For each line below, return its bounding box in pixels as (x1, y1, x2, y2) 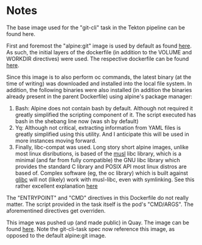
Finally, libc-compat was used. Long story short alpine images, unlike (15, 143, 189, 151)
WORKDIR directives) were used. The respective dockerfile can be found (6, 55, 189, 62)
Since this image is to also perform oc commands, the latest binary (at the (6, 73, 192, 80)
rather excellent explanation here (15, 182, 98, 190)
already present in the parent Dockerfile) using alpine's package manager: (6, 93, 193, 100)
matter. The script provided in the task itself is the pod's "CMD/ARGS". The (6, 201, 193, 208)
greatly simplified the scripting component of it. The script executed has (15, 111, 197, 118)
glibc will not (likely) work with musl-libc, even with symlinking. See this (15, 176, 195, 183)
